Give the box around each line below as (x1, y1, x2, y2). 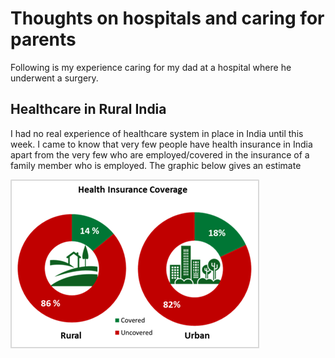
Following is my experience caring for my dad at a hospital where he (10, 61, 292, 73)
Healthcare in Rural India (10, 101, 167, 118)
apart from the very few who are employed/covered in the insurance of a (10, 148, 310, 161)
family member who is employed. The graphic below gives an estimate (10, 159, 302, 171)
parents (10, 28, 77, 51)
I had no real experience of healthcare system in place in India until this (10, 127, 304, 139)
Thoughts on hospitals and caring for (10, 7, 325, 30)
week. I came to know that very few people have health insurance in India (10, 138, 313, 150)
